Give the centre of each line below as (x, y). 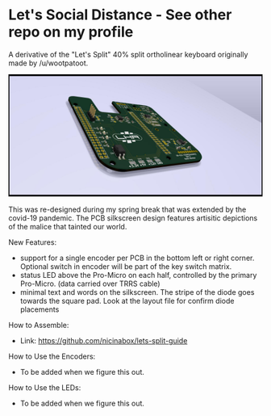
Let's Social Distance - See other (120, 15)
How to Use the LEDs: (45, 388)
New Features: (33, 242)
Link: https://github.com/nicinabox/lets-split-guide (104, 341)
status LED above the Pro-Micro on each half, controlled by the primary (138, 275)
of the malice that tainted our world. (68, 227)
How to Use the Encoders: (52, 356)
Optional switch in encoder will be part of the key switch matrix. (126, 267)
